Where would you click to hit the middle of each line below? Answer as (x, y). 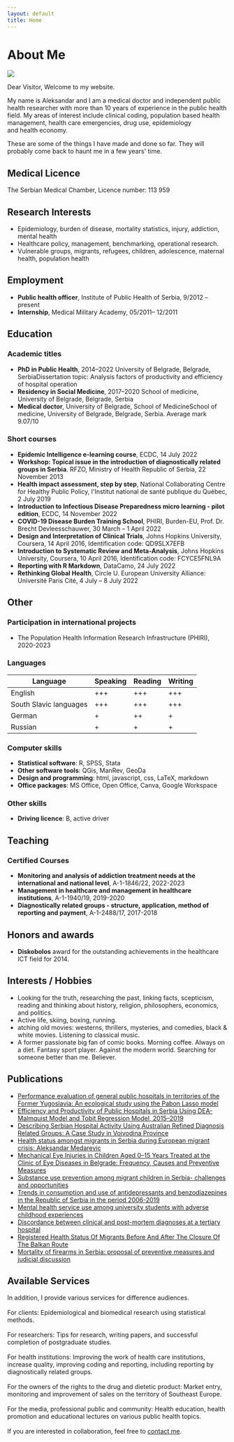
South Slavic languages (49, 704)
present (28, 304)
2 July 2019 (34, 499)
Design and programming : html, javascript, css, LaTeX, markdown (113, 778)
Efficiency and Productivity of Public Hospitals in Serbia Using (107, 1110)
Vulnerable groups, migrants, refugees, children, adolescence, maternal (121, 251)
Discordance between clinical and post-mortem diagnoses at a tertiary (119, 1222)
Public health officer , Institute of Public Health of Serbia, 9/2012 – (112, 297)
